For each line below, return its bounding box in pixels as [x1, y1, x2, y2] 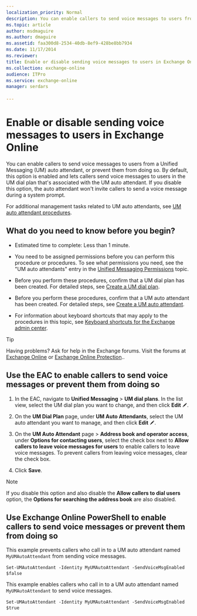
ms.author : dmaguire [6, 34, 57, 40]
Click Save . [14, 466, 43, 473]
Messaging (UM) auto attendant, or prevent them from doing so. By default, [6, 166, 189, 173]
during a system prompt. [6, 191, 66, 198]
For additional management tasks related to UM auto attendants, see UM [6, 202, 182, 209]
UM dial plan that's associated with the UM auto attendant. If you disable [6, 179, 182, 186]
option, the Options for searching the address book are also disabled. [6, 496, 176, 503]
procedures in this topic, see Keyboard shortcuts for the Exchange [14, 318, 175, 325]
